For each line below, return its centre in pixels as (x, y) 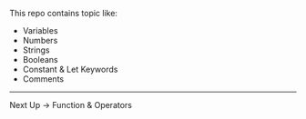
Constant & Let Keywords (70, 69)
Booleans (40, 59)
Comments (43, 79)
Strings (36, 50)
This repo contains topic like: (64, 13)
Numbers (40, 40)
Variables (40, 30)
